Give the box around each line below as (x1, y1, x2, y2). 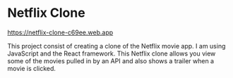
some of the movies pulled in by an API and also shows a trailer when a (7, 56, 214, 65)
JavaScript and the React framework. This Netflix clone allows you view (7, 49, 216, 58)
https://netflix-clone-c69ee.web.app (7, 28, 114, 37)
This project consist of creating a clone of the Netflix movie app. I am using (7, 41, 226, 50)
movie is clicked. (7, 64, 56, 72)
